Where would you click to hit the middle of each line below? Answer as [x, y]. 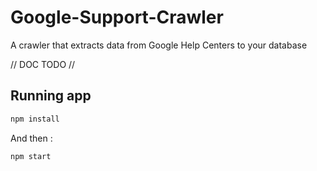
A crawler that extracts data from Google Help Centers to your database [159, 45]
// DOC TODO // [43, 64]
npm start [31, 156]
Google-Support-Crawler [117, 17]
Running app [51, 96]
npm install [35, 119]
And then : [31, 138]
